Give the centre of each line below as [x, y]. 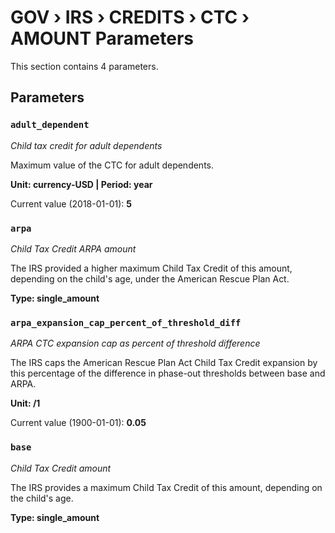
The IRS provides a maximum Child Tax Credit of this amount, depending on [166, 487]
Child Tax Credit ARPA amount [73, 248]
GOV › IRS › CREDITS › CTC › [130, 17]
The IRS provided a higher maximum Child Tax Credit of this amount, [151, 268]
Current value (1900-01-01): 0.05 [78, 423]
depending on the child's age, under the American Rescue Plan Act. [150, 278]
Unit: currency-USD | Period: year [81, 184]
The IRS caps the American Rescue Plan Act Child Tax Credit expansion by [164, 363]
